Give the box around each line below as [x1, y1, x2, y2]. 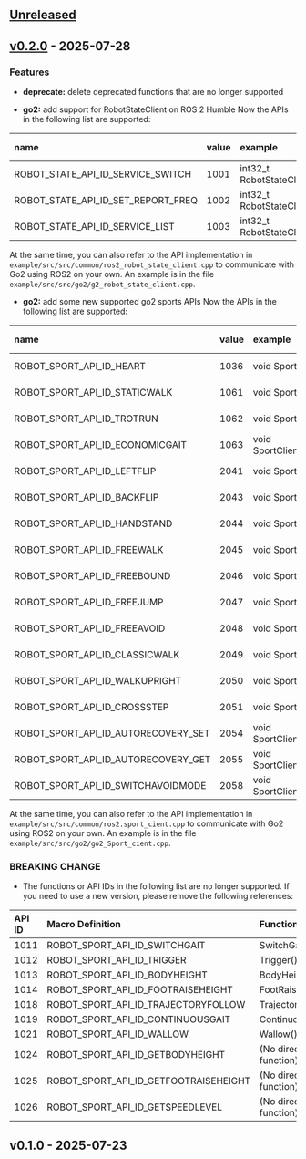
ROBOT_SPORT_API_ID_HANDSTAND [14, 517, 173, 530]
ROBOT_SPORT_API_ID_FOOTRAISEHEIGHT [46, 984, 234, 997]
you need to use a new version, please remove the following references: [22, 891, 294, 902]
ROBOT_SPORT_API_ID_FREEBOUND [14, 570, 171, 583]
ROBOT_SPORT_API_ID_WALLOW [46, 1028, 189, 1040]
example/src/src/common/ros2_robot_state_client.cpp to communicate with [9, 259, 294, 270]
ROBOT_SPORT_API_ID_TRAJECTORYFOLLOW [46, 999, 246, 1011]
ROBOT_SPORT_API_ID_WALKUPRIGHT [14, 675, 182, 688]
